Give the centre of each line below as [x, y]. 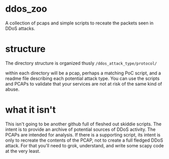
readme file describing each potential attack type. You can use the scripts [82, 78]
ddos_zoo [26, 9]
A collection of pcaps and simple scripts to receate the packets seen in [79, 23]
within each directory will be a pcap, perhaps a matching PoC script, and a [83, 73]
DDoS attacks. [20, 28]
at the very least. [23, 151]
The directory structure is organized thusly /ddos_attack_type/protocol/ [81, 63]
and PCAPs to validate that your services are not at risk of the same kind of [84, 84]
